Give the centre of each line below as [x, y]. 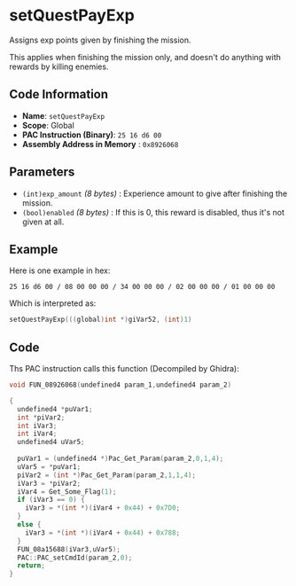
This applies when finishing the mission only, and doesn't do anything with [145, 57]
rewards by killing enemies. [59, 66]
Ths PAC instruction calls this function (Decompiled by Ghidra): [124, 369]
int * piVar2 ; [41, 418]
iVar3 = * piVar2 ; [49, 483]
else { [29, 525]
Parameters [42, 172]
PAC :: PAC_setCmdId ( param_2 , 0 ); [75, 558]
